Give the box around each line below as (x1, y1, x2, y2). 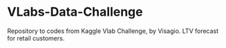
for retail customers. (7, 34, 65, 42)
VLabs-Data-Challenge (7, 4, 143, 20)
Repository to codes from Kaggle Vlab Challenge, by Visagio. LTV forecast (7, 27, 219, 35)
